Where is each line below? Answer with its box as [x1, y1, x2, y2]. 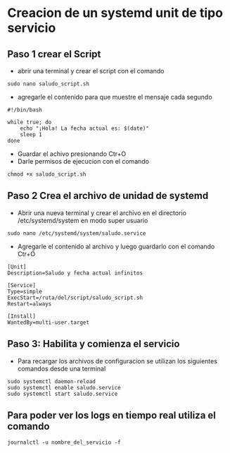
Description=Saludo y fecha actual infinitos [7, 270, 143, 277]
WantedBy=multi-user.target [7, 319, 90, 326]
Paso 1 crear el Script [7, 48, 101, 60]
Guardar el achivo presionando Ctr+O [17, 150, 127, 158]
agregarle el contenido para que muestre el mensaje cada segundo [17, 93, 212, 101]
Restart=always [7, 300, 52, 308]
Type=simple [7, 288, 42, 295]
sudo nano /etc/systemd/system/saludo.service [7, 229, 146, 237]
